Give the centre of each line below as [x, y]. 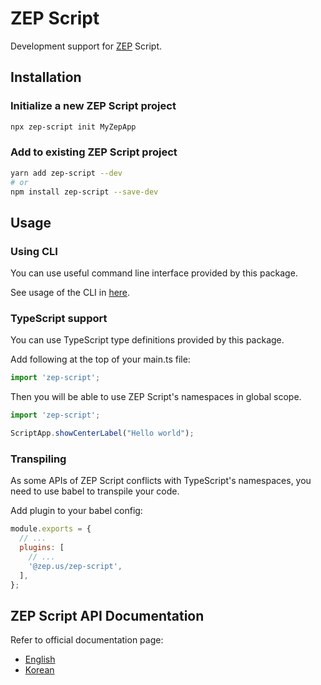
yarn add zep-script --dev [66, 173]
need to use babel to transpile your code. [95, 491]
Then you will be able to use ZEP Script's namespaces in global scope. [156, 397]
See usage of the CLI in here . [70, 293]
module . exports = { [51, 529]
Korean [39, 670]
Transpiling [38, 459]
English [40, 659]
